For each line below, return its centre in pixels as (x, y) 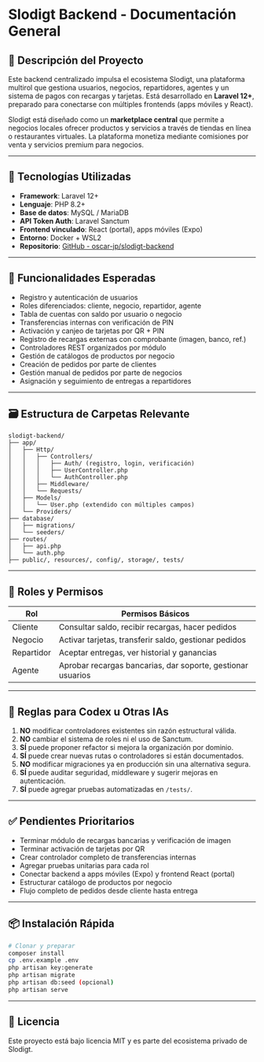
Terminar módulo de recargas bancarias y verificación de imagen (125, 840)
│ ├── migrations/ (42, 525)
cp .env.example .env (44, 960)
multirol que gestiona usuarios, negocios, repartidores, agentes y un (119, 87)
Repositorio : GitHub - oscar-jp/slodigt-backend (97, 246)
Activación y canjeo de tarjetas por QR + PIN (92, 330)
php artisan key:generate (50, 968)
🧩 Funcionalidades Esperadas (82, 278)
